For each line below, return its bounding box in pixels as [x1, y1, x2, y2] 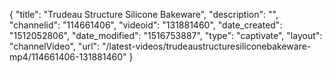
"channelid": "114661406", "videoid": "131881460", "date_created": [9, 19, 283, 31]
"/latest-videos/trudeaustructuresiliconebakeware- [102, 40, 312, 52]
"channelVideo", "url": [9, 40, 101, 52]
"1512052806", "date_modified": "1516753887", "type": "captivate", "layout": [9, 30, 323, 41]
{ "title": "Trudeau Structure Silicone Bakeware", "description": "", [9, 9, 279, 20]
